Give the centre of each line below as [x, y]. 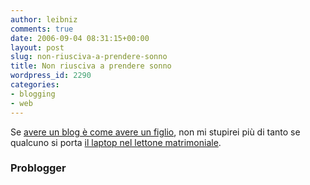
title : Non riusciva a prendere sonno [91, 66]
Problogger [38, 168]
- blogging [33, 94]
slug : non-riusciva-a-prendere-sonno [89, 57]
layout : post [37, 47]
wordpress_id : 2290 [51, 76]
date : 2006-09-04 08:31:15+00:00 [80, 38]
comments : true [42, 29]
